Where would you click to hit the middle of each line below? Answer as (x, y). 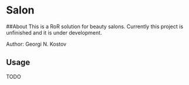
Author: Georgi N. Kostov (36, 44)
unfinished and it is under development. (54, 32)
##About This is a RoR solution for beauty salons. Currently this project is (95, 26)
